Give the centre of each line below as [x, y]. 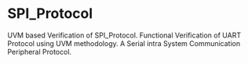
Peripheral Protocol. [40, 52]
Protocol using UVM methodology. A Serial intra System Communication [124, 43]
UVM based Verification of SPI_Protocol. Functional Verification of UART [124, 35]
